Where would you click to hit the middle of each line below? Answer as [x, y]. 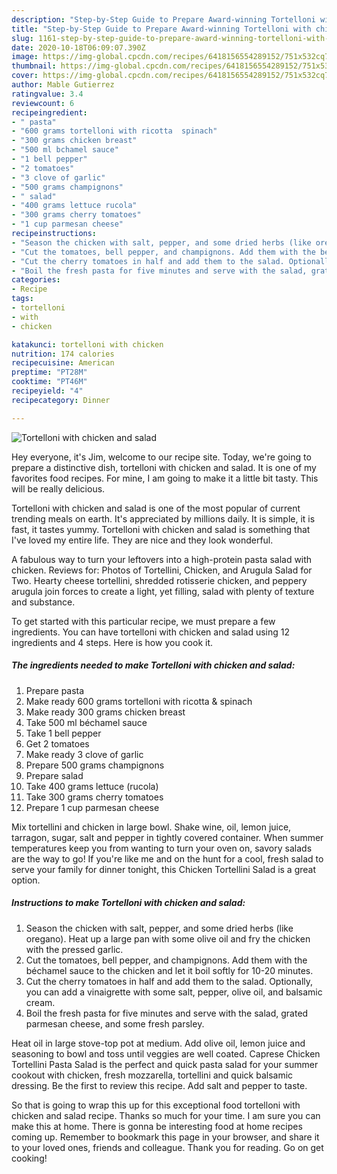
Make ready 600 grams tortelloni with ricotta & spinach [139, 701]
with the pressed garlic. [74, 949]
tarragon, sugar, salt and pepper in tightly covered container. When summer [167, 837]
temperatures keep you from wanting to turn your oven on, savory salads [162, 848]
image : [25, 57]
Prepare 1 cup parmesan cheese [92, 807]
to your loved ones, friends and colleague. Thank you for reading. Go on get [167, 1147]
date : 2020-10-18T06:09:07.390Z [78, 47]
